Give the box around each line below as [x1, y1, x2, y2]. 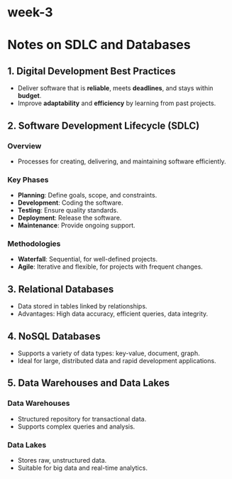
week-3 [7, 4, 53, 21]
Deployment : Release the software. [17, 214, 122, 222]
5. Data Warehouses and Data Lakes [7, 377, 170, 389]
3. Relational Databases [7, 283, 114, 295]
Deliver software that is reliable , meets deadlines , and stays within [17, 84, 214, 92]
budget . [17, 92, 42, 100]
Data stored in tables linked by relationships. [17, 302, 148, 311]
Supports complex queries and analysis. [17, 422, 136, 431]
